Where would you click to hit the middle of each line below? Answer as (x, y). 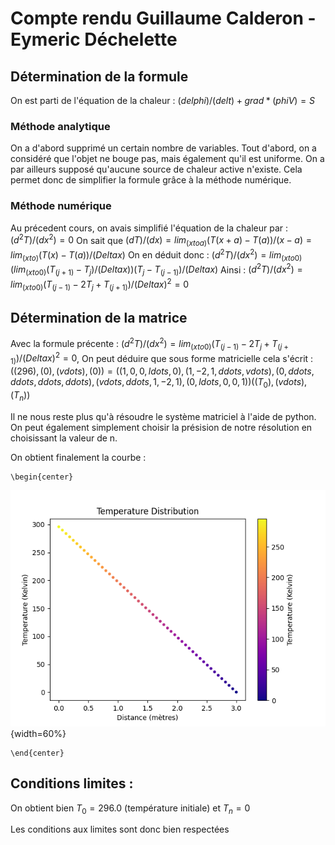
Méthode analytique (60, 126)
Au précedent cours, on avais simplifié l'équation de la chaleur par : (149, 228)
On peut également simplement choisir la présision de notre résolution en (161, 427)
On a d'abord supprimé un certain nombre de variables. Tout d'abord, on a (163, 148)
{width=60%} (38, 733)
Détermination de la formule (99, 76)
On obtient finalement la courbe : (78, 457)
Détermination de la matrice (99, 317)
